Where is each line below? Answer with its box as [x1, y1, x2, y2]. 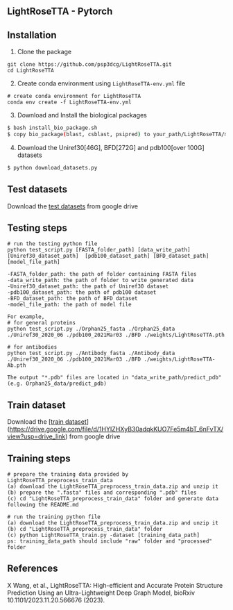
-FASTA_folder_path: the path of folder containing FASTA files [7, 271, 197, 278]
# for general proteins [7, 320, 76, 327]
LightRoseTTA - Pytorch [7, 6, 113, 17]
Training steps [7, 452, 71, 464]
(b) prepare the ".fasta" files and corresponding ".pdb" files [7, 489, 197, 496]
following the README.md [7, 502, 79, 509]
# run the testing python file [7, 240, 98, 247]
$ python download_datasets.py [7, 164, 98, 171]
